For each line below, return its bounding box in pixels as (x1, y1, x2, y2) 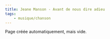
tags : (5, 11, 16, 16)
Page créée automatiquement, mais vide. (5, 29, 87, 35)
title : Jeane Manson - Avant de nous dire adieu (5, 7, 105, 12)
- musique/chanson (14, 16, 51, 20)
